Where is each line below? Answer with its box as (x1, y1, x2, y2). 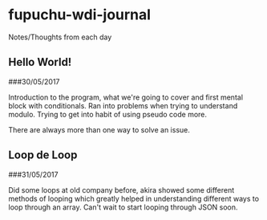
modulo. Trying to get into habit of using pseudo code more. (8, 109, 207, 119)
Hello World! (8, 55, 72, 69)
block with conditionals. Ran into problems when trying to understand (8, 100, 238, 110)
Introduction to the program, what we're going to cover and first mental (8, 92, 243, 102)
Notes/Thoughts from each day (8, 32, 112, 42)
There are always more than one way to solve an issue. (8, 124, 191, 134)
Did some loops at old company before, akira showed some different (8, 185, 235, 194)
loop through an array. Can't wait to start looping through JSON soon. (8, 202, 238, 212)
